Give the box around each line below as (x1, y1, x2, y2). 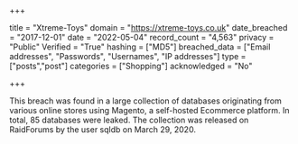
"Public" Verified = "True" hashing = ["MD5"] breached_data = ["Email (9, 41, 271, 52)
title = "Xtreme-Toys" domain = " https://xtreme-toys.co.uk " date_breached (9, 22, 288, 32)
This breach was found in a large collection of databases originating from (9, 95, 283, 106)
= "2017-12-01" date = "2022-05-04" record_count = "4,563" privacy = (9, 32, 275, 42)
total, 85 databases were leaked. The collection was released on (9, 114, 249, 125)
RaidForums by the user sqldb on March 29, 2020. (9, 124, 197, 135)
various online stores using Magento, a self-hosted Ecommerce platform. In (9, 105, 290, 115)
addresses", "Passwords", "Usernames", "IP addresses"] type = (9, 51, 247, 61)
